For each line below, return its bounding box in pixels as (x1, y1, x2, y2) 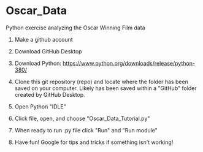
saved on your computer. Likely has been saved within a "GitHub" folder (14, 84, 197, 92)
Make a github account (14, 36, 73, 43)
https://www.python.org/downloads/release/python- (63, 59, 196, 67)
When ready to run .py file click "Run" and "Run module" (14, 126, 158, 134)
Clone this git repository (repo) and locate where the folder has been (14, 78, 188, 85)
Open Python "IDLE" (14, 102, 67, 110)
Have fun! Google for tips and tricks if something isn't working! (14, 139, 174, 146)
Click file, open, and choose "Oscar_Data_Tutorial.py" (14, 115, 150, 122)
